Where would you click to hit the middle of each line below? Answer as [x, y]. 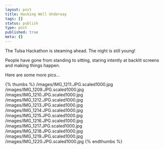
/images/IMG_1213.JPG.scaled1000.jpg [44, 105]
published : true [22, 32]
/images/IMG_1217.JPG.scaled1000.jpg [44, 126]
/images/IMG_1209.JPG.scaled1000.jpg [45, 89]
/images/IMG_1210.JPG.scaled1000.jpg [44, 95]
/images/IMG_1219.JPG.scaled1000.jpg [44, 136]
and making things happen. [33, 65]
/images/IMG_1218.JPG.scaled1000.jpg [44, 131]
